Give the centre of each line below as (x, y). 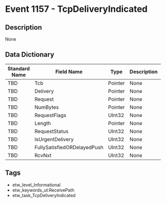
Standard (19, 69)
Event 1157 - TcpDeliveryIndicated (76, 9)
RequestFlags (50, 115)
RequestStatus (51, 131)
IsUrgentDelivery (54, 139)
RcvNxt (43, 155)
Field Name (69, 72)
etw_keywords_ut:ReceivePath (43, 190)
